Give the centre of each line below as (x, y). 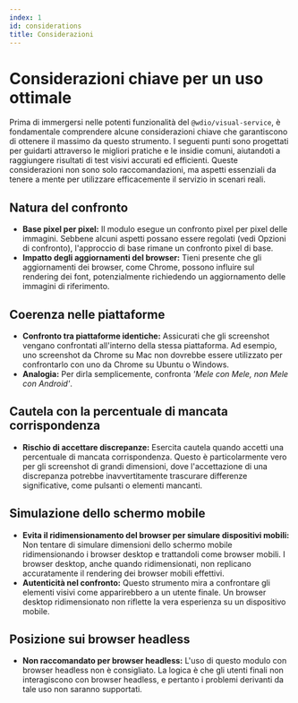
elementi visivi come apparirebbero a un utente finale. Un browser (144, 592)
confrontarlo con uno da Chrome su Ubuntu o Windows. (126, 364)
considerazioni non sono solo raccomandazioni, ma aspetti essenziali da (143, 170)
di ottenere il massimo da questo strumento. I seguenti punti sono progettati (149, 141)
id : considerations (46, 26)
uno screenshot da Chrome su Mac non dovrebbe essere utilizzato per (153, 355)
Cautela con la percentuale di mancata (119, 412)
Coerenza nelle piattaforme (87, 314)
